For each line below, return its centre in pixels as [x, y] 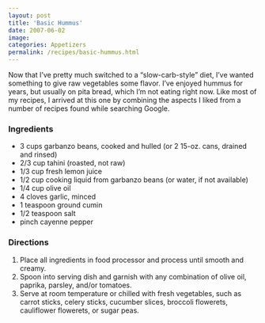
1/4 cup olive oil [45, 188]
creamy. [33, 268]
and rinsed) [38, 154]
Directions [28, 242]
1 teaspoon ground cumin [61, 205]
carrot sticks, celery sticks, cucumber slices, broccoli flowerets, [123, 302]
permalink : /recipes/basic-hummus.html [74, 52]
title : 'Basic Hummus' [45, 23]
